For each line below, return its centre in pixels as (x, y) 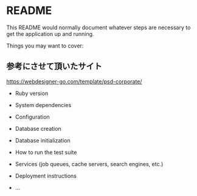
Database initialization (43, 140)
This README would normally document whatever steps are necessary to (98, 27)
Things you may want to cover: (45, 46)
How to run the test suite (46, 152)
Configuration (32, 117)
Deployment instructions (46, 176)
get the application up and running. (50, 33)
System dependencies (43, 105)
